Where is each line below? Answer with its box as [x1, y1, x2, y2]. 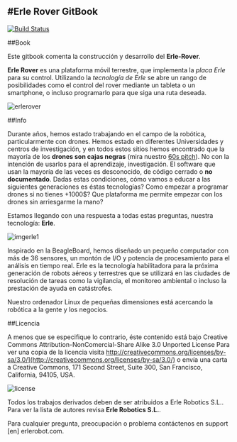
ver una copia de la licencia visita [7, 348, 105, 356]
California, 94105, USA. [7, 370, 75, 379]
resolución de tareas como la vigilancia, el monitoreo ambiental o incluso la [7, 276, 227, 284]
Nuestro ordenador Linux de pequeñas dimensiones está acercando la [7, 297, 214, 306]
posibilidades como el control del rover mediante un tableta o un [7, 81, 196, 89]
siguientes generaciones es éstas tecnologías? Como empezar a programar [7, 182, 228, 191]
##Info [7, 116, 27, 124]
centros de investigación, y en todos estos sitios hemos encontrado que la [7, 145, 225, 153]
